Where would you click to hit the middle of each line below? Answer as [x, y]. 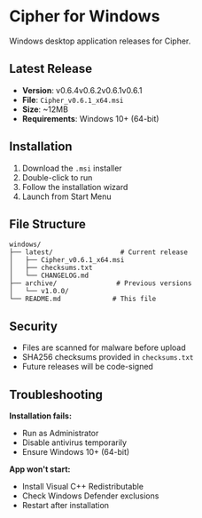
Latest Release [51, 69]
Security [33, 326]
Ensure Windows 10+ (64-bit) [76, 452]
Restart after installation [65, 505]
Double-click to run [57, 177]
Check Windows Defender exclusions [90, 496]
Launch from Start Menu [67, 196]
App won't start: [40, 469]
